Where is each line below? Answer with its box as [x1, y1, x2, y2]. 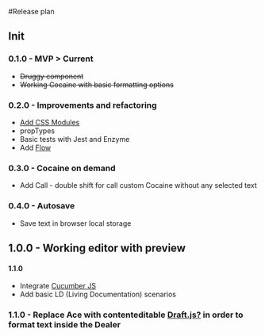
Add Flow [19, 143, 52, 152]
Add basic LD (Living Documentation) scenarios [19, 289, 177, 300]
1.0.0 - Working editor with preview [8, 241, 186, 254]
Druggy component [19, 71, 84, 81]
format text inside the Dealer [8, 319, 121, 330]
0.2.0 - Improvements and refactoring [8, 99, 157, 110]
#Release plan [8, 7, 55, 16]
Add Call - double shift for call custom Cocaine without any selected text [19, 181, 258, 190]
